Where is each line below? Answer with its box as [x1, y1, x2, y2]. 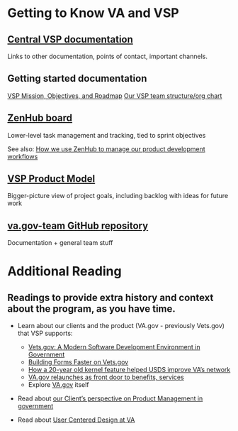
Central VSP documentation [7, 33, 133, 45]
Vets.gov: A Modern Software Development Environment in [28, 343, 200, 351]
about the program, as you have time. [7, 302, 176, 315]
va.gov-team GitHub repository [7, 219, 149, 231]
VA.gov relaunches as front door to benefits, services [28, 373, 184, 381]
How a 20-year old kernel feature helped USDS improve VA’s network [28, 366, 231, 374]
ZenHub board [7, 112, 73, 124]
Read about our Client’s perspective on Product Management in [17, 394, 203, 403]
